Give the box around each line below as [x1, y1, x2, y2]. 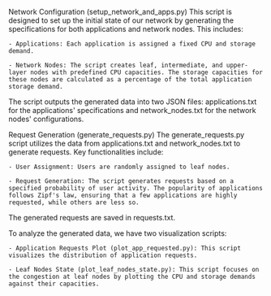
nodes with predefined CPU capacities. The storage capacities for [29, 68, 264, 76]
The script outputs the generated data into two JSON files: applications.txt [8, 97, 257, 107]
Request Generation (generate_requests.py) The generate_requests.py [8, 130, 245, 139]
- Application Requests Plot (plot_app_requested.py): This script [8, 244, 242, 252]
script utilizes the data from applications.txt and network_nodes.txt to [8, 138, 241, 148]
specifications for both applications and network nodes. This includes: [8, 24, 243, 33]
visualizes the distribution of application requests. [8, 251, 198, 259]
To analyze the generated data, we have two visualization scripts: [8, 229, 227, 238]
